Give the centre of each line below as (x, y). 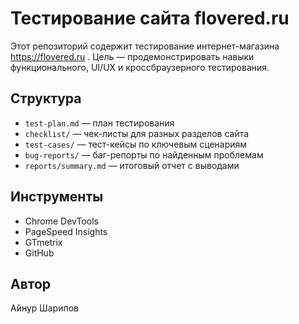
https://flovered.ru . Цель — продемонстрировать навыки (132, 56)
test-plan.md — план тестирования (99, 123)
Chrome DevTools (61, 221)
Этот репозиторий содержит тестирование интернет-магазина (145, 46)
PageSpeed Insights (66, 231)
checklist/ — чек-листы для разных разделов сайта (137, 133)
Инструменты (57, 197)
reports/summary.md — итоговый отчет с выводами (132, 165)
